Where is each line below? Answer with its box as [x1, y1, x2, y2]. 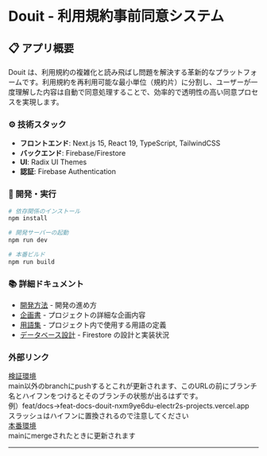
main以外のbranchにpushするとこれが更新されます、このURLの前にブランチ [8, 381, 257, 391]
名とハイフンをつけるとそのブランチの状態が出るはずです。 [8, 391, 203, 401]
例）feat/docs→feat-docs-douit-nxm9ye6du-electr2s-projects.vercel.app [8, 401, 250, 411]
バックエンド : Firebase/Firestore [19, 149, 126, 158]
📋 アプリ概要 [8, 41, 75, 55]
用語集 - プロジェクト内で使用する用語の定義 [19, 320, 167, 330]
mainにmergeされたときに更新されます [8, 431, 136, 441]
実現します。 [21, 97, 64, 106]
